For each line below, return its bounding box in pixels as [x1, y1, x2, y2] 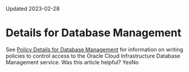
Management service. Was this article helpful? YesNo [5, 58, 139, 65]
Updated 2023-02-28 [5, 5, 60, 12]
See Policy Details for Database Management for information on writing [5, 46, 184, 53]
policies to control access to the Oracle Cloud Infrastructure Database [5, 52, 181, 59]
